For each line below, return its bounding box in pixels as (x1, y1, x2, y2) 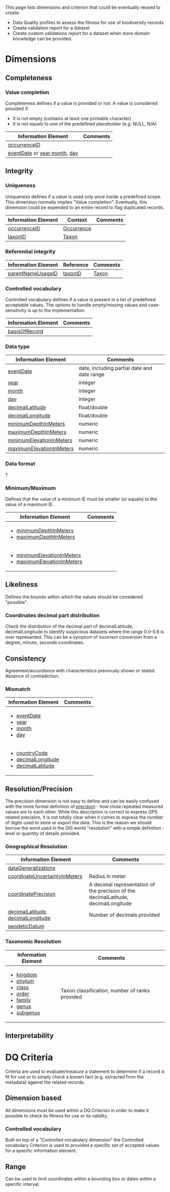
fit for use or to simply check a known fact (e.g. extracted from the (5, 1074, 144, 1080)
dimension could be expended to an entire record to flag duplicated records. (5, 204, 164, 210)
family (16, 996, 31, 1004)
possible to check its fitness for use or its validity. (5, 1112, 108, 1119)
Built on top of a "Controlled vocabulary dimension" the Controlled (5, 1137, 144, 1143)
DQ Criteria (5, 1052, 53, 1063)
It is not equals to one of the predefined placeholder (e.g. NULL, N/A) (12, 121, 157, 127)
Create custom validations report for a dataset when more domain (12, 30, 150, 36)
